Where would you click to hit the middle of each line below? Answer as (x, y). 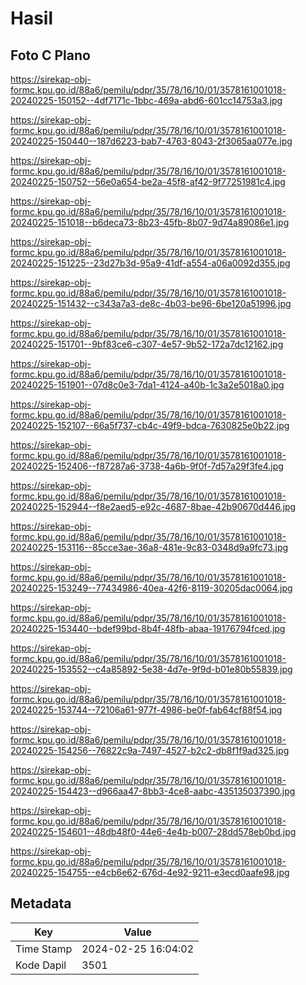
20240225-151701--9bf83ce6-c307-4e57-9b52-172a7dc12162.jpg (147, 344)
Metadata (41, 903)
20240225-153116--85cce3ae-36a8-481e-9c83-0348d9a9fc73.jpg (149, 547)
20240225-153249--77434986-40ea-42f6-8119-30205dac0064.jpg (151, 588)
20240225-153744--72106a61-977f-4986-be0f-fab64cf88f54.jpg (146, 710)
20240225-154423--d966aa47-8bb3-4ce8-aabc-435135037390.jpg (153, 791)
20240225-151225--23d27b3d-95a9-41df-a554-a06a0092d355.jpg (150, 263)
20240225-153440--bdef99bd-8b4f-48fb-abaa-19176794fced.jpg (148, 628)
